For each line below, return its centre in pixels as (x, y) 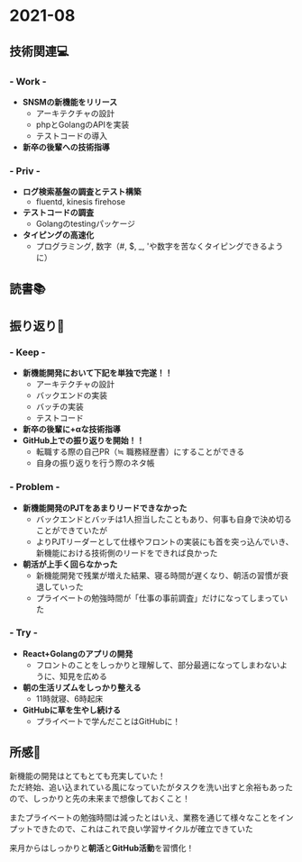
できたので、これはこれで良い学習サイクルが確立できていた (143, 829)
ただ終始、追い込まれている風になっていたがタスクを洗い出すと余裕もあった (151, 787)
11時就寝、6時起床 (69, 698)
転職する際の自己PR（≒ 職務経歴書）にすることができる (140, 452)
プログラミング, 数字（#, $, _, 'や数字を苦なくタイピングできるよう (160, 246)
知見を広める (84, 676)
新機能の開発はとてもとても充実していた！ (88, 776)
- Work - (28, 81)
